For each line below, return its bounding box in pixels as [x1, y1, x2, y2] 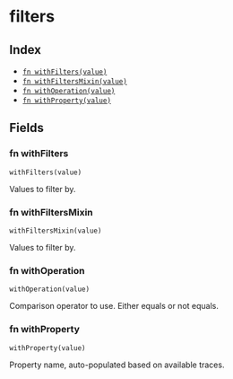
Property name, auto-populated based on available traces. [9, 359, 225, 370]
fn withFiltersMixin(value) [22, 77, 127, 86]
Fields [9, 120, 45, 136]
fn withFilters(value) [22, 67, 108, 76]
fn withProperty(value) [22, 96, 112, 105]
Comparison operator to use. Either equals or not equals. [9, 301, 220, 312]
